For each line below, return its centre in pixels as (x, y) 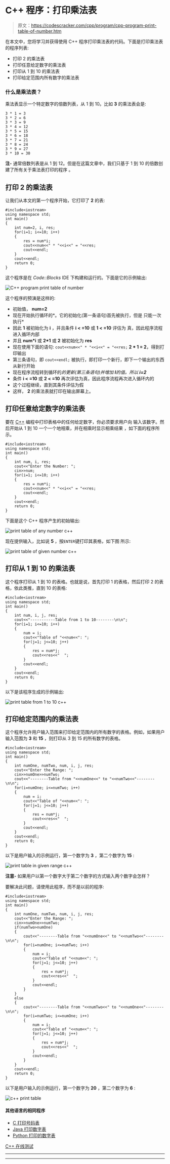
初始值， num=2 (30, 309)
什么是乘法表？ (24, 92)
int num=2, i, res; (35, 228)
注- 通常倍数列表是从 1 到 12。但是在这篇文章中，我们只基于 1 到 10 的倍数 (82, 164)
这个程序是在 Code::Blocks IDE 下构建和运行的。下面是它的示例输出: (76, 278)
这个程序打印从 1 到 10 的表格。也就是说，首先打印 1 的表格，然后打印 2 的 (82, 581)
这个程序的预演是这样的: (30, 298)
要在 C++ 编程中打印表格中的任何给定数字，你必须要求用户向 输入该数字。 (83, 422)
